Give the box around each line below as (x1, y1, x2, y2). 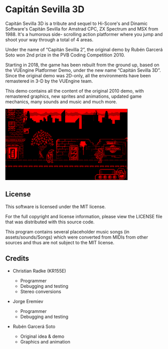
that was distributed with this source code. (5, 219, 95, 225)
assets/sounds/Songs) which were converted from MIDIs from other (5, 234, 149, 240)
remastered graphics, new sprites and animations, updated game (5, 93, 142, 99)
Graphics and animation (20, 338, 70, 344)
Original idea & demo (20, 333, 65, 339)
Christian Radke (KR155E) (12, 268, 66, 274)
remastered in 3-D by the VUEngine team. (5, 78, 93, 84)
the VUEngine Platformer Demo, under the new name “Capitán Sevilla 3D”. (5, 67, 161, 73)
